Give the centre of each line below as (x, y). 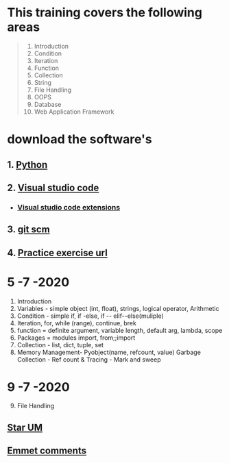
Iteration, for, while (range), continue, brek (77, 323)
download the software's (80, 139)
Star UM (25, 427)
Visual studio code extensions (69, 207)
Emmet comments (47, 451)
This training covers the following (105, 13)
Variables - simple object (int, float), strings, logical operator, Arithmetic (118, 308)
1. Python (27, 165)
